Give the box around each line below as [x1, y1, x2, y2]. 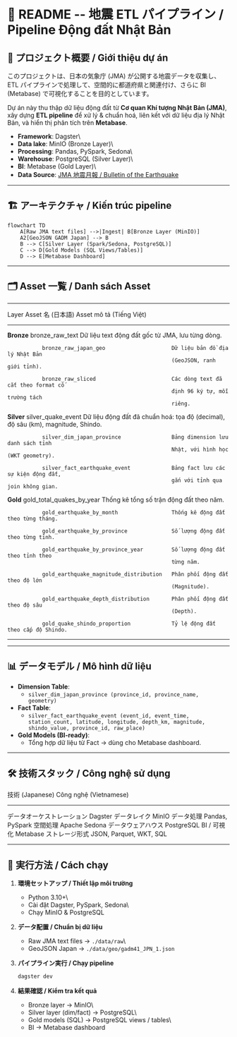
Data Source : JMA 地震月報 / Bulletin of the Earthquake [17, 171, 179, 178]
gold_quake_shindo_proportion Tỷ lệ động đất [42, 620, 217, 627]
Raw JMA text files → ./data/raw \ [28, 937, 126, 945]
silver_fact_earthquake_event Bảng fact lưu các [42, 464, 226, 471]
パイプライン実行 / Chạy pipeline [17, 959, 114, 967]
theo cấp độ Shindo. [7, 626, 68, 633]
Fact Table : [17, 703, 51, 712]
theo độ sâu [7, 601, 42, 609]
